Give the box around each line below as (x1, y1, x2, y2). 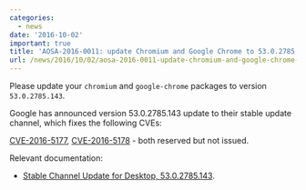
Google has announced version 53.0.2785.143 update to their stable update (9, 108, 292, 118)
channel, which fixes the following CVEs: (9, 117, 162, 128)
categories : (9, 13, 55, 23)
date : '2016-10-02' (9, 30, 84, 39)
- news (17, 22, 43, 31)
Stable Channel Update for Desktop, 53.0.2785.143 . (22, 170, 216, 181)
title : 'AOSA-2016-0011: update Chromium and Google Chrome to (9, 47, 255, 56)
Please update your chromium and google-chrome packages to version (9, 81, 267, 91)
